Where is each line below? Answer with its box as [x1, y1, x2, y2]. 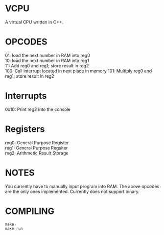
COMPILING [5, 206, 55, 216]
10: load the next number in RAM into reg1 [5, 57, 89, 64]
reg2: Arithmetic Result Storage [5, 150, 69, 156]
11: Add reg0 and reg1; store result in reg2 [5, 63, 89, 68]
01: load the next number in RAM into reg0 [5, 52, 90, 58]
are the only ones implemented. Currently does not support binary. [5, 189, 140, 194]
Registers [5, 124, 45, 134]
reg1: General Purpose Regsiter [5, 145, 68, 150]
